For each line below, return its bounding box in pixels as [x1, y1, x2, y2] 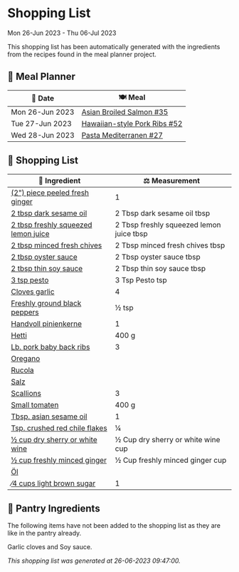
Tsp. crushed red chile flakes [11, 423, 108, 433]
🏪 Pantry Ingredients [7, 502, 101, 514]
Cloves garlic [11, 287, 55, 297]
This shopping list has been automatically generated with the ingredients [7, 42, 221, 51]
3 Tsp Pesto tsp [115, 275, 167, 285]
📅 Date [31, 93, 55, 103]
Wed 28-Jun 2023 [11, 130, 75, 140]
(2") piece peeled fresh [11, 188, 90, 198]
